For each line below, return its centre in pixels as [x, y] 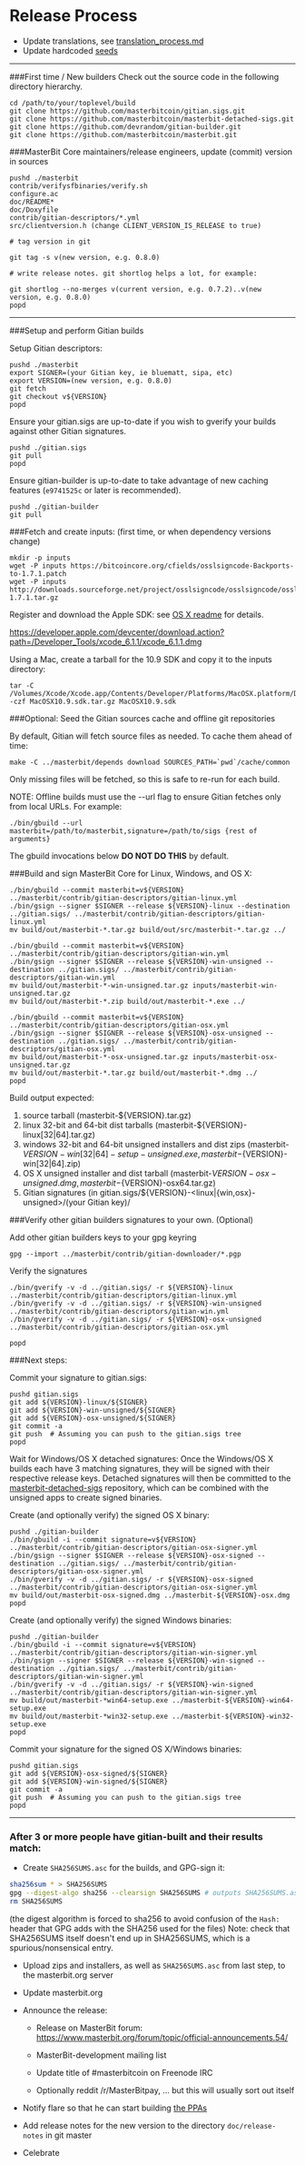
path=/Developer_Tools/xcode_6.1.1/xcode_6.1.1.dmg [106, 641]
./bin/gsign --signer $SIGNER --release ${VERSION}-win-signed [132, 1660]
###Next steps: [39, 1360]
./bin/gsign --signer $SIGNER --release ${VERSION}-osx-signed [132, 1555]
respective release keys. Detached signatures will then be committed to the [150, 1478]
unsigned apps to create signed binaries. [86, 1497]
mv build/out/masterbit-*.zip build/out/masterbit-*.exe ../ [128, 1001]
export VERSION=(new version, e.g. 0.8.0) [91, 381]
